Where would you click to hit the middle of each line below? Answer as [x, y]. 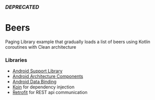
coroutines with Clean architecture [41, 47]
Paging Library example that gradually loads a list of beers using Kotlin [78, 42]
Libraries [16, 60]
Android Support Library [37, 71]
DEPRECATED [22, 7]
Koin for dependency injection [43, 87]
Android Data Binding [34, 82]
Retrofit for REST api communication [50, 92]
